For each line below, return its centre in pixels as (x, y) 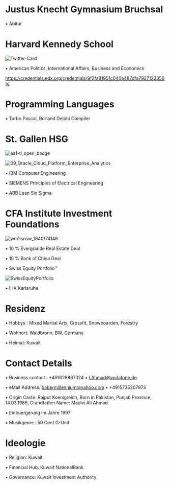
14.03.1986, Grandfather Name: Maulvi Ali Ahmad (56, 403)
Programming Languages (60, 105)
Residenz (25, 308)
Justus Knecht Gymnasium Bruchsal (84, 9)
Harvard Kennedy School (59, 44)
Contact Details (39, 363)
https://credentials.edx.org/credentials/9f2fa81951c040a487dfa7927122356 (85, 78)
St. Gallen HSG (37, 139)
